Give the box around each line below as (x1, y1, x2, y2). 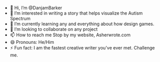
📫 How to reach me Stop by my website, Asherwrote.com (10, 32, 131, 38)
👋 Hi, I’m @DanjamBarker (10, 5, 62, 11)
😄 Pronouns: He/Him (10, 39, 54, 45)
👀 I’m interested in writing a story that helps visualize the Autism (10, 10, 143, 16)
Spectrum (10, 16, 31, 21)
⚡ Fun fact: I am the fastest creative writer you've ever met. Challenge (10, 45, 155, 50)
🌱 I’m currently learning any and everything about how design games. (10, 21, 154, 27)
